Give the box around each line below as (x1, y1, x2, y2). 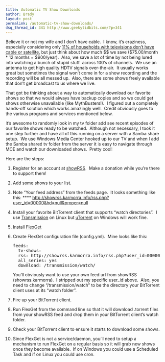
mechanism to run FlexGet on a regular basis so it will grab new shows (12, 341, 155, 347)
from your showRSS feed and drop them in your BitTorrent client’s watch (12, 312, 159, 317)
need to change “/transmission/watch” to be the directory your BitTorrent (12, 282, 160, 288)
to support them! (12, 170, 47, 176)
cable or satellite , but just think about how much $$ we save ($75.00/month (5, 49, 158, 55)
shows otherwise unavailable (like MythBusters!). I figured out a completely (5, 100, 159, 106)
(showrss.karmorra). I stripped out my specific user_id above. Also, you (12, 277, 160, 283)
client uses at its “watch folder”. (12, 288, 77, 293)
